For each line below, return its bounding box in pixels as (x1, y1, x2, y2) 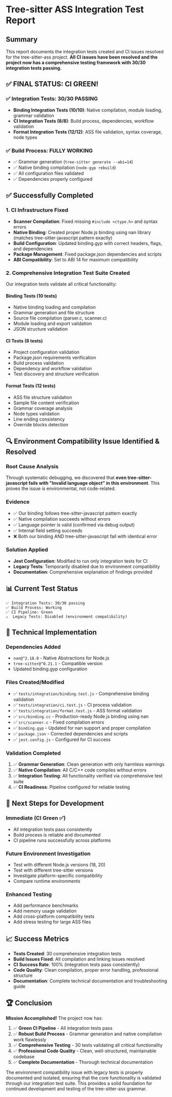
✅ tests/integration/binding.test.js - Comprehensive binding (13, 690, 149, 696)
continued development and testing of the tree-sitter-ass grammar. (6, 1085, 147, 1092)
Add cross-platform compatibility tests (13, 913, 95, 920)
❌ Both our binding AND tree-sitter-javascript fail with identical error (13, 533, 158, 539)
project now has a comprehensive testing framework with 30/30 (6, 60, 146, 65)
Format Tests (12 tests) (6, 383, 56, 389)
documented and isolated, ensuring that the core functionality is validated (6, 1074, 162, 1081)
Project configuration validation (13, 349, 80, 355)
